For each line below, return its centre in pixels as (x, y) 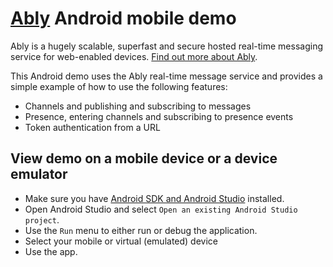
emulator (39, 174)
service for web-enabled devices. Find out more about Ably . (134, 56)
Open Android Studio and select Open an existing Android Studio (161, 209)
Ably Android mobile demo (123, 18)
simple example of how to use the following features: (119, 86)
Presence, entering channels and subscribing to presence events (159, 116)
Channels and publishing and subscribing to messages (138, 106)
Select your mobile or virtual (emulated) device (121, 241)
